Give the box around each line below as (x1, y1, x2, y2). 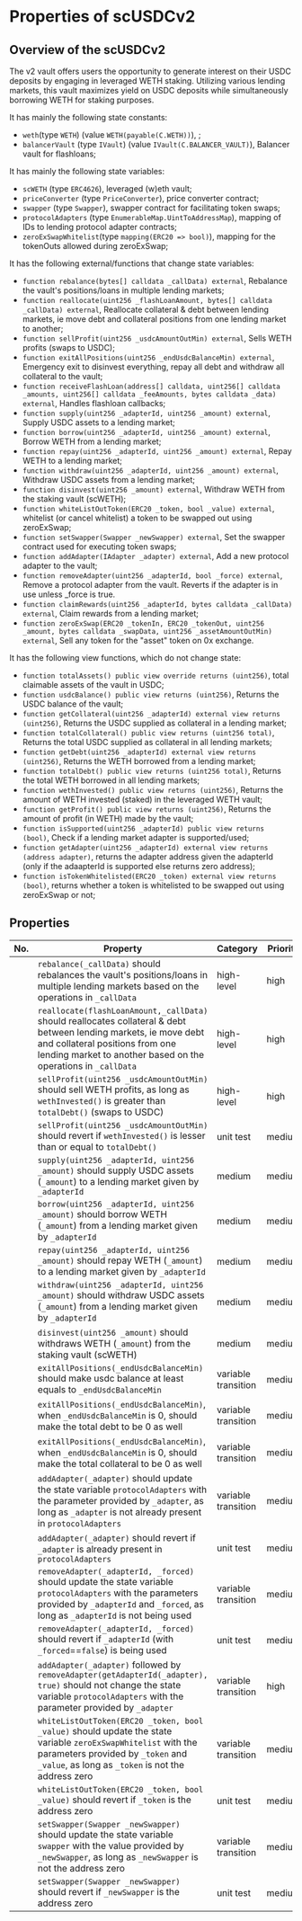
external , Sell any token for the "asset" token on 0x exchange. (22, 636, 254, 645)
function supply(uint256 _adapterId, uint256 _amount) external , (22, 407, 271, 418)
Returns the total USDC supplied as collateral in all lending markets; (22, 737, 272, 747)
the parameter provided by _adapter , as (37, 1494, 204, 1507)
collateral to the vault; (22, 371, 103, 381)
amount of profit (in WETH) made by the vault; (22, 814, 194, 823)
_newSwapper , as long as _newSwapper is (37, 1850, 200, 1863)
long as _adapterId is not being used (37, 1609, 192, 1622)
